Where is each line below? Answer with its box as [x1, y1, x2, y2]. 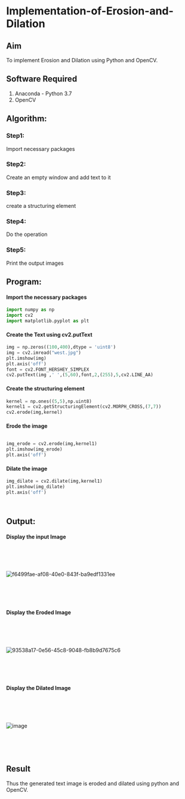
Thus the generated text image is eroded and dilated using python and [6, 780, 180, 787]
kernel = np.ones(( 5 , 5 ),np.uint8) [6, 398, 92, 404]
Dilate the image [6, 465, 48, 472]
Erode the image [6, 422, 48, 429]
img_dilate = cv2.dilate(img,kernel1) [6, 478, 103, 485]
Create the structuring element [6, 385, 85, 392]
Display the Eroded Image [6, 609, 72, 616]
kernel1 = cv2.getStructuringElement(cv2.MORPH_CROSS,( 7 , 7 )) [6, 404, 162, 410]
